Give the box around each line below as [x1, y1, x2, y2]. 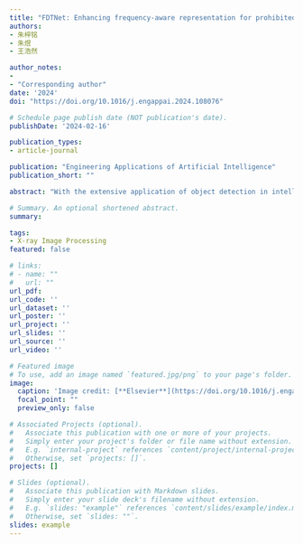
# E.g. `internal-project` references [9, 445, 164, 455]
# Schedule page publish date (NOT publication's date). [9, 113, 228, 122]
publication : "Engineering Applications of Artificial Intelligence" [9, 163, 277, 172]
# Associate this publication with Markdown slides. [9, 487, 220, 496]
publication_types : [9, 137, 83, 147]
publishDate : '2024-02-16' [9, 121, 111, 131]
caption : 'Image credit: [17, 387, 111, 396]
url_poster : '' [9, 312, 67, 321]
